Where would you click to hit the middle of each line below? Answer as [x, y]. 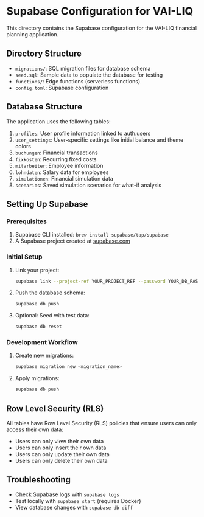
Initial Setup [24, 257]
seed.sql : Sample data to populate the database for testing [89, 75]
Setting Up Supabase [47, 204]
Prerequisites [26, 221]
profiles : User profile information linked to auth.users [83, 133]
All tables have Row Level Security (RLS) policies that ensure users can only [101, 423]
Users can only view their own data [59, 442]
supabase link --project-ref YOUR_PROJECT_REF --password [90, 281]
